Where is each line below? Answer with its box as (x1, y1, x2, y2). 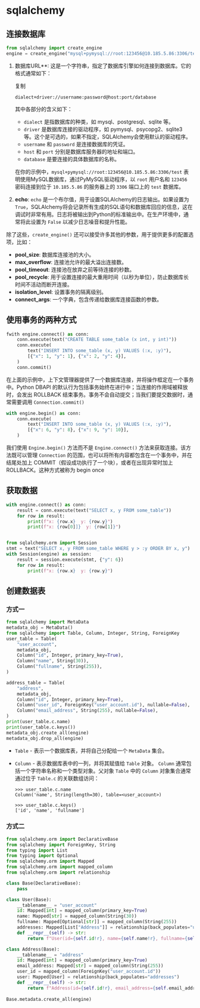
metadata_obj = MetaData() (6, 625, 73, 631)
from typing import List (6, 847, 68, 853)
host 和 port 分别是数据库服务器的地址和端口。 (23, 147, 139, 155)
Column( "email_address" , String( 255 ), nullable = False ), (17, 708, 159, 714)
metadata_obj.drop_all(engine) (6, 735, 84, 741)
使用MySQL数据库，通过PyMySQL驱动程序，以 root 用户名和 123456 (20, 176, 187, 183)
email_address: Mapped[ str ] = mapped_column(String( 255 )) (17, 963, 164, 969)
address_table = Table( (6, 680, 65, 686)
